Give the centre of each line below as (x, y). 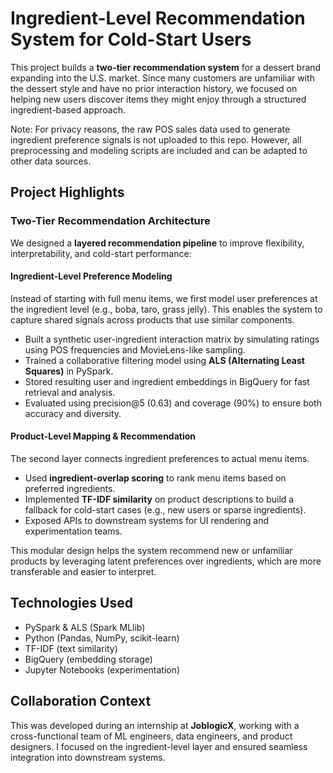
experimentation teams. (73, 531)
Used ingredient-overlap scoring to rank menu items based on (155, 478)
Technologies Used (71, 603)
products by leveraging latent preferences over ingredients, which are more (166, 561)
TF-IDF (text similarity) (71, 648)
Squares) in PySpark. (69, 371)
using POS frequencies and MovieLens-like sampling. (135, 349)
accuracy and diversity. (73, 413)
